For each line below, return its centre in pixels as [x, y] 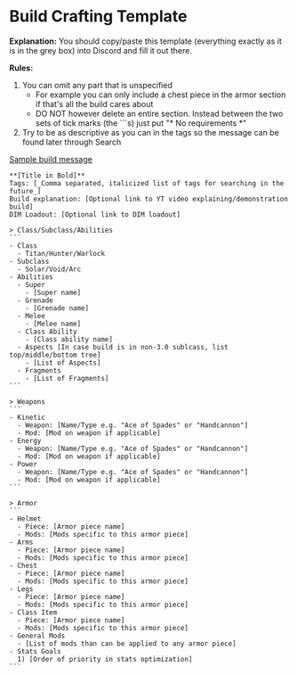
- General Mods [37, 636]
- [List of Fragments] [67, 378]
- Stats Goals [36, 651]
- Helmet [25, 519]
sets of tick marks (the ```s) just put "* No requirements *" [141, 123]
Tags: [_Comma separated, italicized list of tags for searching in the [147, 183]
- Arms [21, 542]
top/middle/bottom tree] [55, 355]
